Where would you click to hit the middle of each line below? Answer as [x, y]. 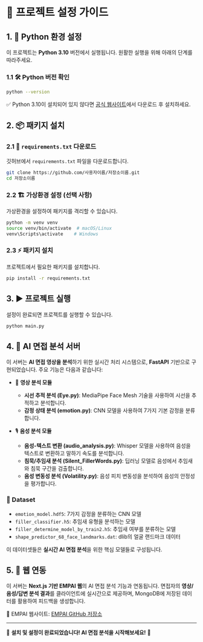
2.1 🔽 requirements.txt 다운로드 [51, 147]
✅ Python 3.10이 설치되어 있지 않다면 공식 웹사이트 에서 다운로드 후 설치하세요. [99, 104]
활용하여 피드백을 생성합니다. [51, 601]
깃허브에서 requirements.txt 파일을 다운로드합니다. [67, 161]
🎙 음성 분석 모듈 [33, 431]
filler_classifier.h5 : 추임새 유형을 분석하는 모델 [75, 521]
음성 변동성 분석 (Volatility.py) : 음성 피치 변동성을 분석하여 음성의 [101, 476]
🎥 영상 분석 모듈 [34, 383]
